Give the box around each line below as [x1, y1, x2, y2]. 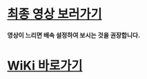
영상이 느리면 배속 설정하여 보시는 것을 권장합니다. [7, 30, 140, 39]
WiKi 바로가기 [7, 58, 83, 73]
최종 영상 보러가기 [7, 6, 102, 22]
